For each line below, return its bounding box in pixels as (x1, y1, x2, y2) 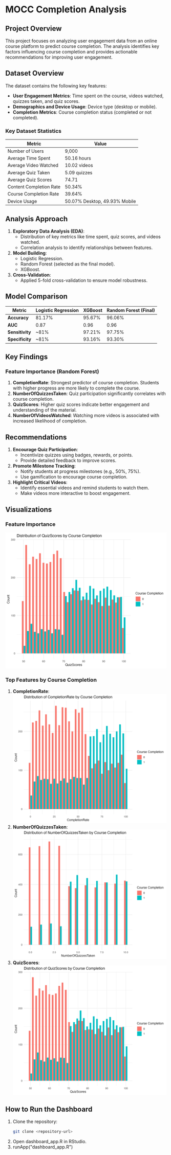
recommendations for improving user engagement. (5, 54, 113, 60)
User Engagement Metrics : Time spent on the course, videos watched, (12, 93, 164, 99)
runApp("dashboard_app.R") (12, 1144, 73, 1150)
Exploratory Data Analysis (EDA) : (12, 228, 84, 234)
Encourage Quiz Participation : (12, 447, 78, 453)
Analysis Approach (5, 215, 68, 223)
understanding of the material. (12, 407, 77, 413)
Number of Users (7, 148, 44, 154)
